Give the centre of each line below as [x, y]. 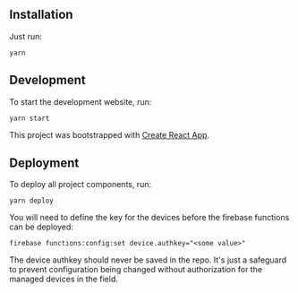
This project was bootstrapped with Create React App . [110, 134]
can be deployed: [42, 227]
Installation [41, 15]
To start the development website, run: [81, 101]
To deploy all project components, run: [81, 185]
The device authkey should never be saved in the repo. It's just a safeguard [148, 260]
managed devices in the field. [64, 279]
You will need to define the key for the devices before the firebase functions [149, 218]
